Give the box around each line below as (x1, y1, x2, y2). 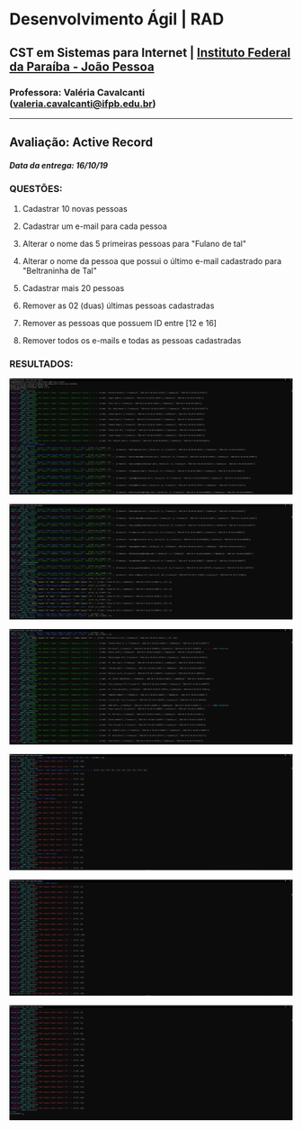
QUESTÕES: (9, 183, 63, 196)
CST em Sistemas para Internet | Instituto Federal (9, 45, 291, 60)
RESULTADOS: (9, 357, 74, 369)
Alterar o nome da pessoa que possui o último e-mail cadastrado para (22, 255, 282, 266)
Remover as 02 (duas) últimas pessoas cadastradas (22, 300, 215, 311)
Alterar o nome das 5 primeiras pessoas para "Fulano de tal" (22, 238, 247, 249)
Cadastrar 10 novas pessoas (22, 203, 128, 214)
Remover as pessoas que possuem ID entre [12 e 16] (22, 317, 218, 328)
